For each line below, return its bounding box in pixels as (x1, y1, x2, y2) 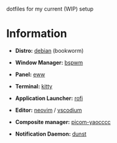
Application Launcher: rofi (15, 95, 83, 102)
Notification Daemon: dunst (15, 130, 87, 137)
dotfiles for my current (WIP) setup (6, 6, 94, 12)
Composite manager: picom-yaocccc (15, 118, 111, 125)
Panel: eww (15, 71, 46, 78)
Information (6, 27, 67, 41)
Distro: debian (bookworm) (15, 47, 84, 54)
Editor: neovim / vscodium (15, 106, 82, 114)
